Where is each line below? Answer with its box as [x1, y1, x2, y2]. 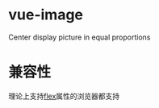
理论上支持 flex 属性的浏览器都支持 [8, 91, 120, 101]
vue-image [8, 6, 83, 24]
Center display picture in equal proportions [8, 32, 151, 42]
